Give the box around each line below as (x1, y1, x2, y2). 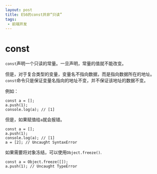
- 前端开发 (7, 21, 28, 27)
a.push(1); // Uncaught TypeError (5, 164, 78, 169)
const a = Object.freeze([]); (5, 159, 69, 164)
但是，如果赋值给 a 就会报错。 (5, 117, 65, 123)
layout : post (5, 7, 33, 13)
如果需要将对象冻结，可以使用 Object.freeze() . (5, 149, 102, 155)
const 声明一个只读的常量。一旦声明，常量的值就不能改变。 (5, 61, 126, 67)
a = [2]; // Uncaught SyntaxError (5, 140, 78, 145)
